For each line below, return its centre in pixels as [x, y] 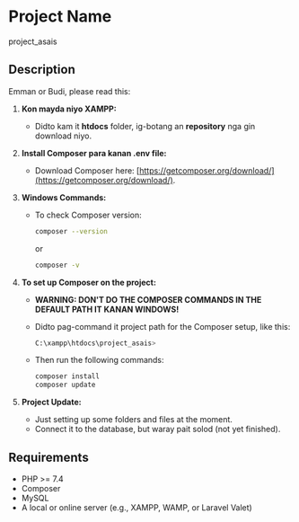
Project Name [60, 17]
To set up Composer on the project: [88, 282]
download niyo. [63, 136]
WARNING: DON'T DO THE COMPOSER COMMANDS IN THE [148, 299]
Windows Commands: [64, 197]
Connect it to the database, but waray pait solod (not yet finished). [158, 429]
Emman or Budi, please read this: [70, 91]
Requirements [48, 457]
